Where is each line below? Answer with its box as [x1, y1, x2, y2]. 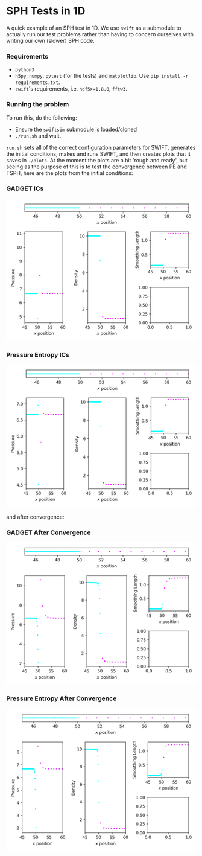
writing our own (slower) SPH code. [6, 37, 95, 44]
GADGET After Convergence [6, 528, 92, 537]
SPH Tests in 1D [6, 4, 86, 18]
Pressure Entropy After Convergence [6, 694, 117, 703]
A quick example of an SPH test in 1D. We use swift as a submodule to [6, 24, 182, 31]
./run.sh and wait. [14, 132, 62, 139]
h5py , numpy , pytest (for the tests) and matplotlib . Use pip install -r [14, 72, 189, 80]
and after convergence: [6, 513, 65, 520]
